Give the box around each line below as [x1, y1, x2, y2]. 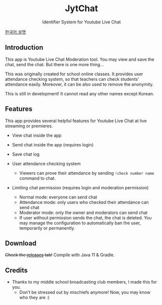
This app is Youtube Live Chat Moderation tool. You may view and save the [5, 56, 155, 62]
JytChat [65, 3, 98, 14]
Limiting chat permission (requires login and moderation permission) [12, 184, 149, 190]
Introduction [5, 43, 44, 52]
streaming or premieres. [5, 123, 53, 129]
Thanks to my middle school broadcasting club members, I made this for [12, 279, 157, 285]
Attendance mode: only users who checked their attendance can [19, 199, 149, 205]
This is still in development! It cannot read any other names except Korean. [5, 90, 154, 96]
